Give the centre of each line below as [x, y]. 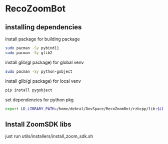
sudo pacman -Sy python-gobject [39, 71]
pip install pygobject [29, 90]
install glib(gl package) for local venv [43, 81]
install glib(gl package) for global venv [44, 62]
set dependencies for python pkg [39, 100]
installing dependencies [43, 27]
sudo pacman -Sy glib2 [29, 53]
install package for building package [42, 39]
